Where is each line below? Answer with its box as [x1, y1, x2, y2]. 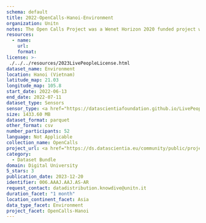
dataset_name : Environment [6, 65, 75, 72]
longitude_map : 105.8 [6, 83, 62, 89]
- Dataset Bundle [12, 156, 56, 163]
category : [6, 151, 32, 157]
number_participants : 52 [6, 128, 70, 134]
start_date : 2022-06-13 [6, 89, 67, 95]
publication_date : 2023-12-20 [6, 174, 84, 180]
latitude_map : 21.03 [6, 77, 59, 83]
